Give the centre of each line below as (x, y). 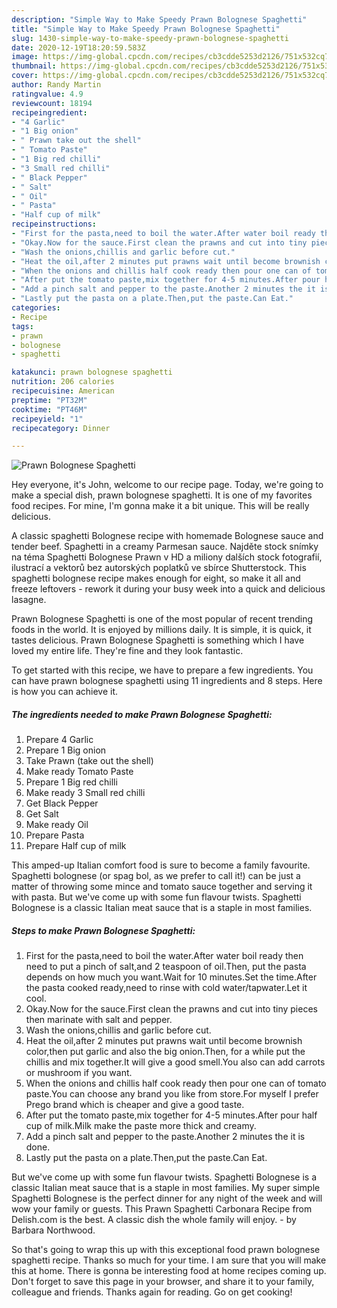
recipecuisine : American (63, 391)
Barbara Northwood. (53, 1230)
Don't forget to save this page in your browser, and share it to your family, (163, 1282)
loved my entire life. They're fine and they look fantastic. (127, 651)
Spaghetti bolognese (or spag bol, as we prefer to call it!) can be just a (156, 876)
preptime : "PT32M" (49, 400)
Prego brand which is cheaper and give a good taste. (135, 1105)
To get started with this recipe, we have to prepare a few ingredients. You (162, 670)
